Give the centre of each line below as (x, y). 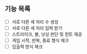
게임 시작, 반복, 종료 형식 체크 (40, 40)
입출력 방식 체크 (27, 47)
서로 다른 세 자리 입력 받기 (37, 28)
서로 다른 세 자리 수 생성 (35, 22)
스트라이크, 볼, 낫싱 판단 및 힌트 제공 (47, 34)
